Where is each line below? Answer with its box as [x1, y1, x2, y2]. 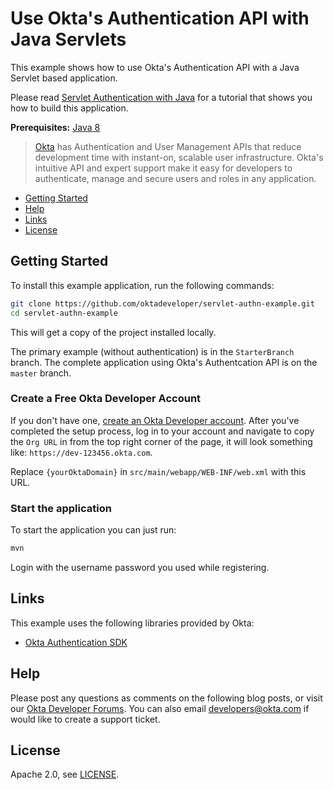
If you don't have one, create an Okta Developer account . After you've [10, 414, 300, 426]
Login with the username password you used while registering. [10, 561, 270, 573]
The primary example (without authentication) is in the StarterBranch [10, 345, 295, 357]
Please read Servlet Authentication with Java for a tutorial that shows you [10, 91, 313, 103]
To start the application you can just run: [10, 524, 177, 536]
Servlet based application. [10, 72, 118, 84]
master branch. [10, 367, 72, 379]
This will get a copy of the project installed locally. [10, 326, 217, 338]
